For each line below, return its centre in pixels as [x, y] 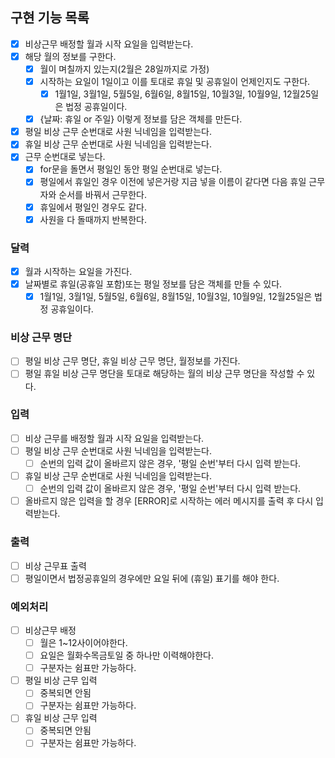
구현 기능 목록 [50, 18]
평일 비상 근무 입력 [61, 680]
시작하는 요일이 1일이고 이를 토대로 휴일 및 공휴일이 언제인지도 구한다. [175, 81]
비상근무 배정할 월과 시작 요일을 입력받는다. [109, 44]
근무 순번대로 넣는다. [65, 157]
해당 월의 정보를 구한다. [70, 56]
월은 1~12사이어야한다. [83, 642]
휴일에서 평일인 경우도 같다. [93, 207]
